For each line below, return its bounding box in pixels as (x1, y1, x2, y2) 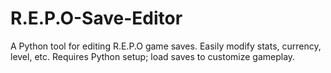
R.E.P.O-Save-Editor (10, 7, 183, 30)
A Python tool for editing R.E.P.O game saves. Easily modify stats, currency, (10, 40, 322, 52)
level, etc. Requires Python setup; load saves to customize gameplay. (10, 50, 296, 62)
